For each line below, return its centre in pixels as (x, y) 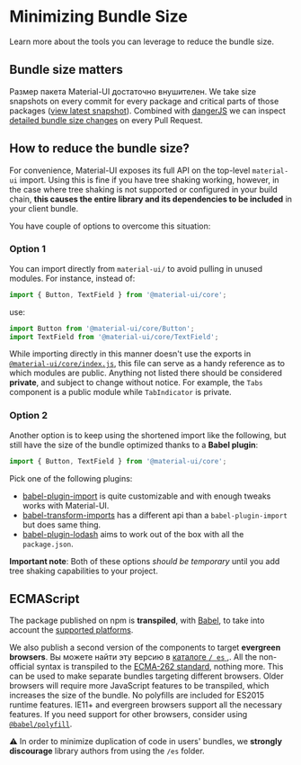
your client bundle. (44, 208)
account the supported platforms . (71, 630)
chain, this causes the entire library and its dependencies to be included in (151, 199)
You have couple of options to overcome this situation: (110, 226)
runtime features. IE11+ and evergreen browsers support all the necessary (146, 705)
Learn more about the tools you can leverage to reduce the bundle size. (142, 41)
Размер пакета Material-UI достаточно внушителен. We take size (133, 91)
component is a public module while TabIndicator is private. (120, 392)
